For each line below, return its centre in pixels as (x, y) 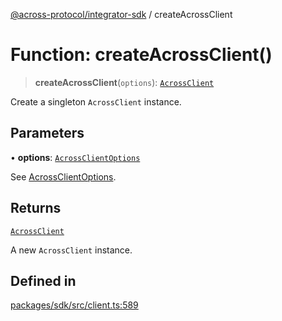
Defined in (43, 280)
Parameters (47, 133)
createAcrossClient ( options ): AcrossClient (124, 82)
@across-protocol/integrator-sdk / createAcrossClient (121, 14)
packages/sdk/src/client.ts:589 (74, 305)
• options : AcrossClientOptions (75, 157)
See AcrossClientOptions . (63, 176)
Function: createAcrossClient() (141, 55)
